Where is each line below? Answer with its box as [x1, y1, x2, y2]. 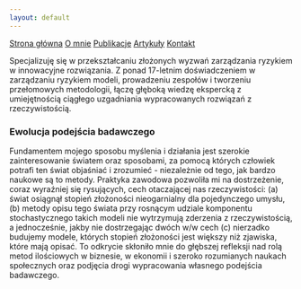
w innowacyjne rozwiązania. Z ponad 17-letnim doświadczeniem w [9, 65, 256, 75]
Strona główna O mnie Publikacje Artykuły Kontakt [9, 38, 196, 48]
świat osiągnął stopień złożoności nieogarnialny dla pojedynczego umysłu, [9, 193, 286, 204]
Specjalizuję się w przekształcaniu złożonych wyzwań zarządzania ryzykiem [9, 55, 293, 66]
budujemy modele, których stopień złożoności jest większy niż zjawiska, [9, 231, 278, 242]
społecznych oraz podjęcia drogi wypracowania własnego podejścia [9, 259, 262, 270]
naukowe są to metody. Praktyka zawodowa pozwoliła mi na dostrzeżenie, [9, 174, 285, 185]
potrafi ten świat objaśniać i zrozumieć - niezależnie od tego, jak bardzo [9, 164, 276, 175]
